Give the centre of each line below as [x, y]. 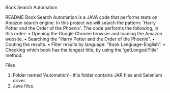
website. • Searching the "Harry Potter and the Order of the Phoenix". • [80, 39]
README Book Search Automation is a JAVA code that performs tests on [81, 17]
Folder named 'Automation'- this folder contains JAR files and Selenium [88, 75]
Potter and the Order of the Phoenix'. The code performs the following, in [82, 28]
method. [14, 55]
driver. [19, 80]
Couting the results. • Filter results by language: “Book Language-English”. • [85, 44]
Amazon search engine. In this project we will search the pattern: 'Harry [81, 23]
